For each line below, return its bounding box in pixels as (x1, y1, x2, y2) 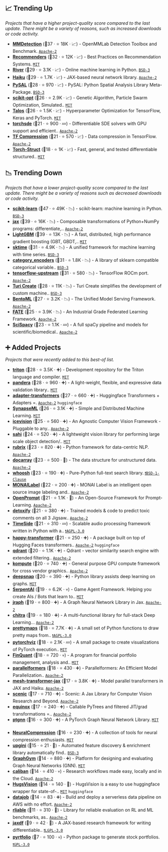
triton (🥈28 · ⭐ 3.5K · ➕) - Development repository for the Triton (12, 367, 144, 373)
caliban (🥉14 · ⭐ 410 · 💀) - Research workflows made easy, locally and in (12, 768, 162, 774)
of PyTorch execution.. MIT (12, 647, 67, 653)
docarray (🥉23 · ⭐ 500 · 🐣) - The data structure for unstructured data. (12, 457, 157, 463)
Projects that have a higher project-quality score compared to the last (5, 20, 150, 26)
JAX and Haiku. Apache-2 (12, 685, 64, 691)
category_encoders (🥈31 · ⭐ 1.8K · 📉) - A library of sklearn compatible (12, 257, 159, 263)
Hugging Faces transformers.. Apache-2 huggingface (12, 542, 120, 548)
